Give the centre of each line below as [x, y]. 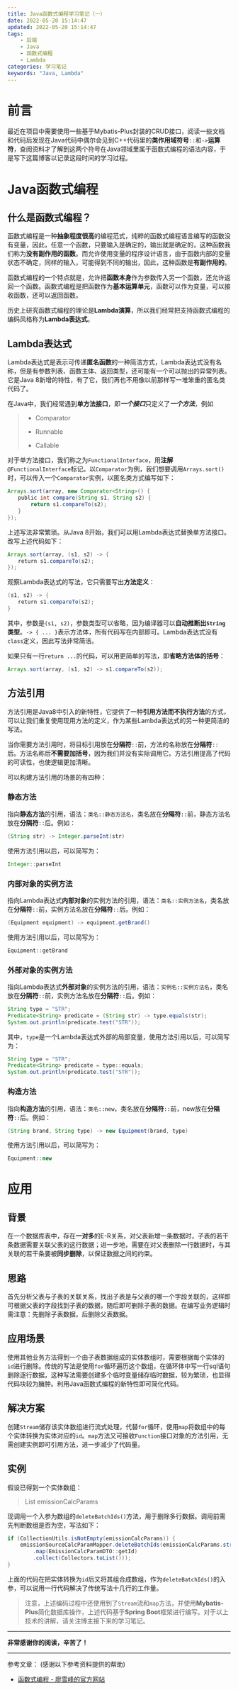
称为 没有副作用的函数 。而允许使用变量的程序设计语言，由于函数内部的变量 [122, 254]
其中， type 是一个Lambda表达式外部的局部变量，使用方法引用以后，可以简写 [119, 1036]
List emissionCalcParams [61, 1501]
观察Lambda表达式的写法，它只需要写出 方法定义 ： [81, 582]
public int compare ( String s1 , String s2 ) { [84, 498]
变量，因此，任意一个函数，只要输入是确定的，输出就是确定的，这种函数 [119, 245]
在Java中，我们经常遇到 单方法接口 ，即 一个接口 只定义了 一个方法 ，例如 [110, 404]
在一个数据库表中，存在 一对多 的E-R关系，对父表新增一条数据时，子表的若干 [118, 1236]
